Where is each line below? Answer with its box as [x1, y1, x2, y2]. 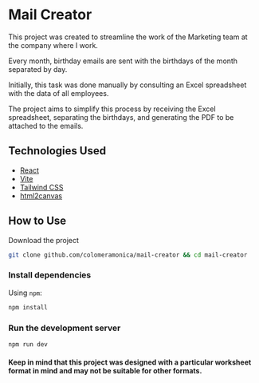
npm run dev [8, 340, 48, 349]
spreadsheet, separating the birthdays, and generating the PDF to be [8, 112, 234, 122]
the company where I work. [8, 40, 98, 50]
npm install [8, 303, 48, 311]
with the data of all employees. [8, 88, 109, 98]
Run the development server [8, 322, 121, 333]
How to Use [8, 214, 67, 228]
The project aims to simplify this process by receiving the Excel [8, 104, 217, 114]
